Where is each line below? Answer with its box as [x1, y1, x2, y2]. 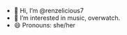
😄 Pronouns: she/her [13, 21, 75, 29]
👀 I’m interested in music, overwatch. [13, 14, 121, 22]
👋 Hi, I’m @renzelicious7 [13, 7, 84, 14]
